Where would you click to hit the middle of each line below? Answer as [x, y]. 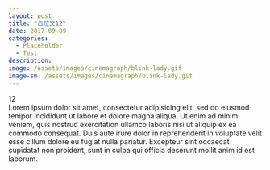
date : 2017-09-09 [37, 31]
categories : [28, 38]
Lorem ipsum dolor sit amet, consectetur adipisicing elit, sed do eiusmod [129, 107]
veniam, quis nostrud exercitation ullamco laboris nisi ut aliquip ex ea [123, 124]
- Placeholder [39, 46]
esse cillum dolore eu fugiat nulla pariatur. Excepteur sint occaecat [119, 141]
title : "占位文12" [37, 23]
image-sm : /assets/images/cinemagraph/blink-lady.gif [101, 76]
